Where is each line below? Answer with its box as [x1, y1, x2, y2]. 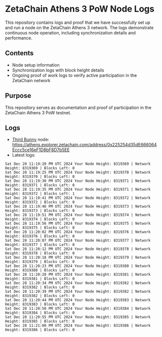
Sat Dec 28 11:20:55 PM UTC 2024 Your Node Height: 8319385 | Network [5, 315, 151, 319]
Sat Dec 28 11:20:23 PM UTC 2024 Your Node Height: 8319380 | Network [5, 264, 151, 268]
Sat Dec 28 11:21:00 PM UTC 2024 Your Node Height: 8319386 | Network [5, 323, 151, 328]
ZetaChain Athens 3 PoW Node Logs [5, 3, 155, 15]
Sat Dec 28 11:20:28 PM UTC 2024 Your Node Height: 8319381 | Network [5, 272, 151, 277]
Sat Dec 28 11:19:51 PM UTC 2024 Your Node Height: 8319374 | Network [5, 213, 151, 217]
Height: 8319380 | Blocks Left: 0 [5, 268, 75, 273]
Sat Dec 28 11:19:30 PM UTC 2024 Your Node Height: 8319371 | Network [5, 178, 151, 183]
